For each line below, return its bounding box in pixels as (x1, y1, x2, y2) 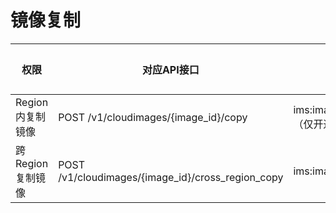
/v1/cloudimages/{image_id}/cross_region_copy (58, 170, 284, 184)
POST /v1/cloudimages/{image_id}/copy (58, 110, 248, 124)
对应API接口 (141, 62, 200, 76)
